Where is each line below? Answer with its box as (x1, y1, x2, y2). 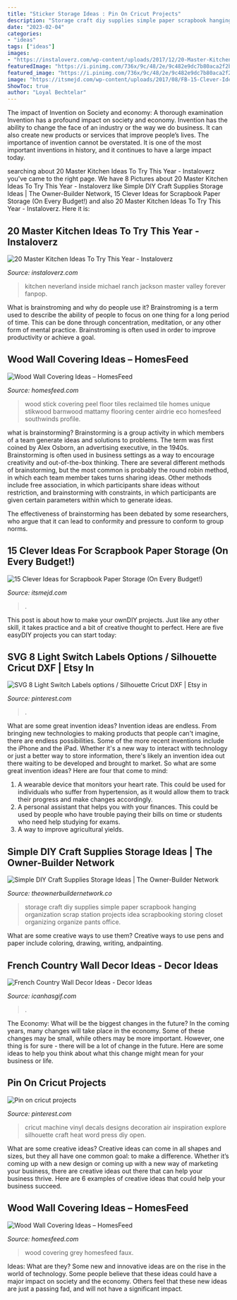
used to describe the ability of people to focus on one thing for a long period (7, 310, 229, 319)
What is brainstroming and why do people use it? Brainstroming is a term (7, 303, 219, 311)
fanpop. (24, 289, 48, 298)
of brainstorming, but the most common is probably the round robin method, (7, 466, 229, 474)
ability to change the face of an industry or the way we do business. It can (7, 123, 223, 132)
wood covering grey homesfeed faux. (24, 1248, 134, 1256)
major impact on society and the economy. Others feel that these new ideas (7, 1277, 228, 1285)
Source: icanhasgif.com (7, 992, 77, 1000)
